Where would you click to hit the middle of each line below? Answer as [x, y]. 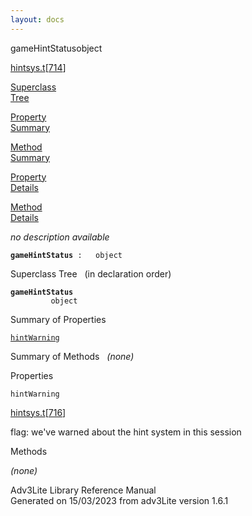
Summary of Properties [58, 319]
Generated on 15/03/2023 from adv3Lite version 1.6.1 [119, 500]
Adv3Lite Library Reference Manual [83, 490]
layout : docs [37, 19]
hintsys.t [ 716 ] [38, 412]
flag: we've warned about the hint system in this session [126, 432]
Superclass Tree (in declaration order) [91, 273]
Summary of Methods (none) [72, 356]
